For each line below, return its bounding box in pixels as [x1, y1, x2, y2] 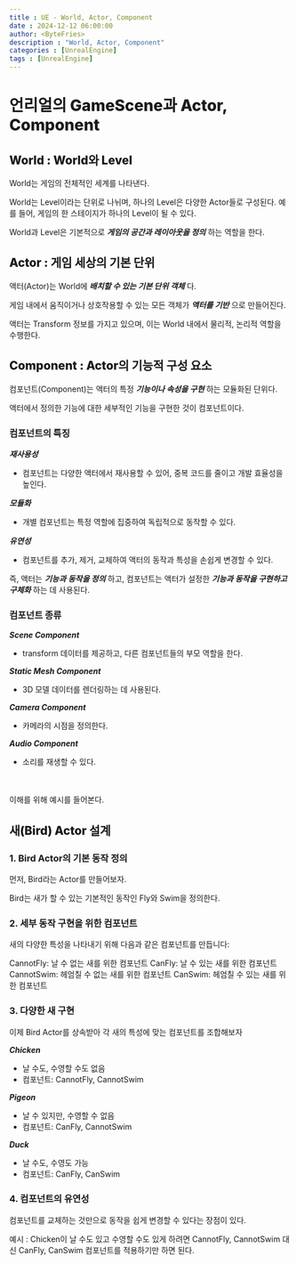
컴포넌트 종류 [9, 609, 62, 621]
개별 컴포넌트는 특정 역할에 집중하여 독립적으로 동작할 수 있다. [21, 516, 237, 527]
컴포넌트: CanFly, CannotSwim [21, 1121, 132, 1131]
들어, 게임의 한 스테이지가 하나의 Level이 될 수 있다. [18, 208, 197, 218]
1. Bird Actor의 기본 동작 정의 [9, 852, 128, 864]
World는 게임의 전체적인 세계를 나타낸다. [9, 178, 149, 188]
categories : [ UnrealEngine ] [9, 46, 117, 55]
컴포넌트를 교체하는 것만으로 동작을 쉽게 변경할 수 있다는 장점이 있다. [9, 1214, 246, 1225]
